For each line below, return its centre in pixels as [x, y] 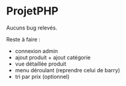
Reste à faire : [24, 39]
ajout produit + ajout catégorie [53, 57]
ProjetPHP [32, 11]
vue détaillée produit [40, 64]
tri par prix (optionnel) [42, 76]
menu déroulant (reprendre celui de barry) [68, 70]
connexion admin [36, 51]
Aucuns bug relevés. [32, 28]
